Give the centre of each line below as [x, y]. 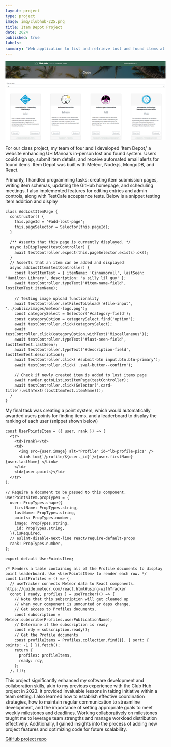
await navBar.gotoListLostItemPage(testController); [72, 380]
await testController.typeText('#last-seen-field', [70, 339]
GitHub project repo [26, 739]
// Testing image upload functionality [57, 298]
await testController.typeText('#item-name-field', [70, 283]
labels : [13, 43]
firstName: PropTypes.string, [47, 508]
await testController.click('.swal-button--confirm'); [74, 365]
